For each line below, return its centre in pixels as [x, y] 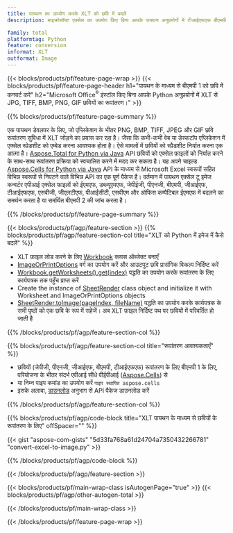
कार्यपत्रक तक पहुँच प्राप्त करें [48, 280]
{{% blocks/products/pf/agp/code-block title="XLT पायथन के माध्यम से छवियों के [112, 418]
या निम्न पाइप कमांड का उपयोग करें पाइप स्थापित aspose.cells [88, 382]
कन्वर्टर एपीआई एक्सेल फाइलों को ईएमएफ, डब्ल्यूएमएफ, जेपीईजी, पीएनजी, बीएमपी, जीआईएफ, [107, 184]
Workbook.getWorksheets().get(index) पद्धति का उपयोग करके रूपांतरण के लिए [115, 272]
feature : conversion [37, 46]
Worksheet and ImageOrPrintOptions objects [81, 295]
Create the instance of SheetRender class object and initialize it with [115, 288]
